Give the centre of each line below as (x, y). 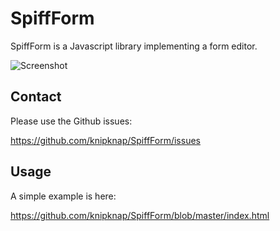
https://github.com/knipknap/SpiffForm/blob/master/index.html (140, 215)
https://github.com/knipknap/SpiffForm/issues (105, 140)
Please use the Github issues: (71, 121)
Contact (36, 97)
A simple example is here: (63, 196)
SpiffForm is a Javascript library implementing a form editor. (134, 46)
